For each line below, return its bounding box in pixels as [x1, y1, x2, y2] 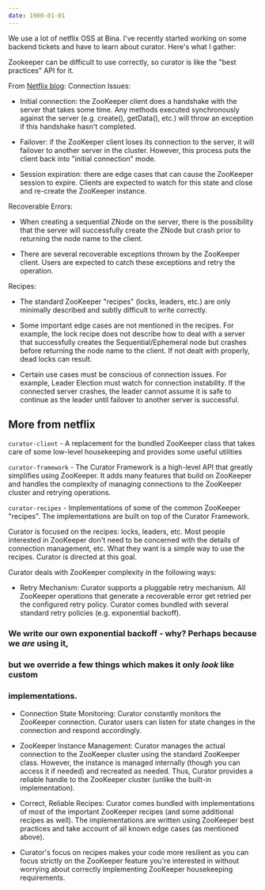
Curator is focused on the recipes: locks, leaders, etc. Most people [8, 527, 225, 536]
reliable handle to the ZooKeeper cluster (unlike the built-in [19, 774, 212, 784]
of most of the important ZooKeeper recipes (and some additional [19, 807, 234, 816]
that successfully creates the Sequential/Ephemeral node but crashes [19, 337, 247, 347]
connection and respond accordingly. [19, 725, 142, 735]
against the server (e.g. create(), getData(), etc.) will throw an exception [19, 113, 254, 123]
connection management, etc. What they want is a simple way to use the [8, 544, 245, 554]
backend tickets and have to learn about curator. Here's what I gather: [8, 41, 237, 52]
